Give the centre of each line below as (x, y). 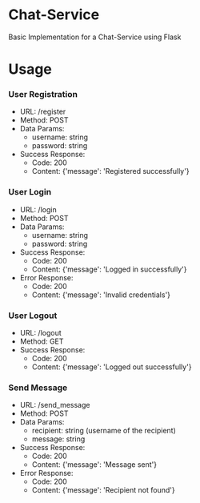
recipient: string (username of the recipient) (104, 431)
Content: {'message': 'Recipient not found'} (103, 490)
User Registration (43, 95)
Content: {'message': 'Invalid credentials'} (101, 295)
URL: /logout (40, 333)
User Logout (33, 316)
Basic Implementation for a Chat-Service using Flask (95, 37)
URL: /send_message (55, 405)
